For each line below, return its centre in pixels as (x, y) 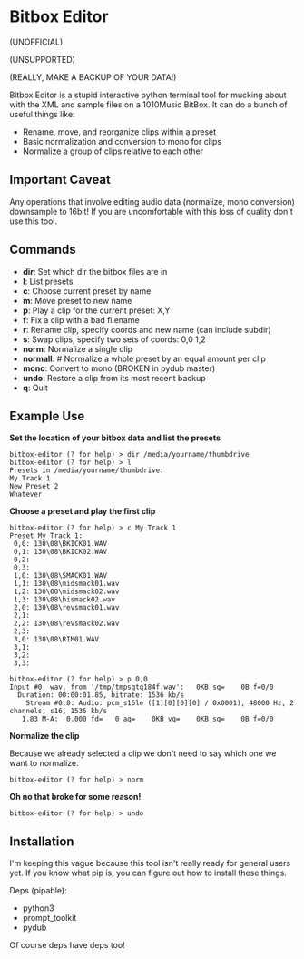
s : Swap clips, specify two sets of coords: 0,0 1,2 (114, 339)
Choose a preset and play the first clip (83, 511)
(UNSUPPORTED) (42, 59)
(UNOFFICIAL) (36, 42)
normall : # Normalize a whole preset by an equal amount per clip (144, 358)
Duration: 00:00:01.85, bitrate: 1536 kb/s (101, 695)
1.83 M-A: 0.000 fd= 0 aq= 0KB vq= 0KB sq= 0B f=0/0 (147, 719)
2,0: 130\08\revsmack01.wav (66, 608)
